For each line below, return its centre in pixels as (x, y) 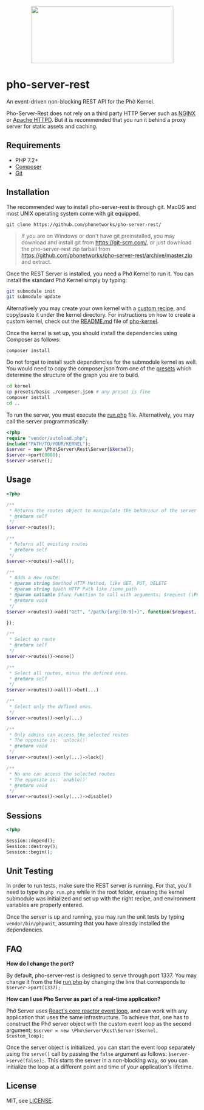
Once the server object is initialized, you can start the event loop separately (101, 1047)
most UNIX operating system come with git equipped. (73, 213)
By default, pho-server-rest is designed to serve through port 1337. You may (102, 975)
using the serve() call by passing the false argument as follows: (87, 1054)
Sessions (24, 815)
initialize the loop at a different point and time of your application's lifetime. (100, 1067)
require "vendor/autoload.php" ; (47, 438)
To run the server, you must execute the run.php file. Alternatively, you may (100, 415)
